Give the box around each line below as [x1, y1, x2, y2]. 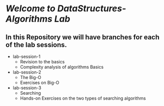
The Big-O [20, 75, 41, 80]
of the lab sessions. [5, 40, 67, 49]
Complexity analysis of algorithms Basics [20, 64, 104, 70]
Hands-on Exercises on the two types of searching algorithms [20, 95, 146, 101]
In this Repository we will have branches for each [5, 33, 160, 41]
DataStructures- [57, 3, 127, 14]
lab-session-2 [12, 69, 41, 75]
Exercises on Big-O [20, 79, 60, 85]
